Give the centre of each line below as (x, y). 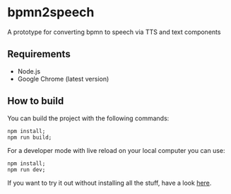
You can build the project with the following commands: (88, 118)
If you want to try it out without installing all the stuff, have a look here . (109, 183)
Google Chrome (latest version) (63, 79)
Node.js (29, 71)
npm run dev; (26, 170)
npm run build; (30, 137)
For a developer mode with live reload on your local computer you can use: (116, 150)
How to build (36, 101)
